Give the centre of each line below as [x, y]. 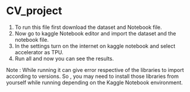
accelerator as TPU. [39, 52]
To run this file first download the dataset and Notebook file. [88, 27]
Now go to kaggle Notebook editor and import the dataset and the [95, 33]
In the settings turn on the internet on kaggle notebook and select [95, 46]
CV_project [34, 11]
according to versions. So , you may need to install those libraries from [93, 76]
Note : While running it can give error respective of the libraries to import [95, 70]
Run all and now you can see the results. [64, 58]
